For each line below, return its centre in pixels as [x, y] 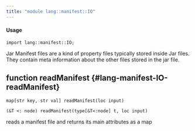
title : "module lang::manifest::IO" [51, 11]
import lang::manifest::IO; [40, 42]
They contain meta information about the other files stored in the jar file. [93, 60]
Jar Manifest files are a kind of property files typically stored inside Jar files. [98, 53]
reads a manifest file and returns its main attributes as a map [79, 122]
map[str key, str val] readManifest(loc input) [65, 101]
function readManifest [48, 78]
